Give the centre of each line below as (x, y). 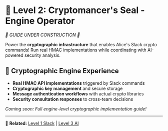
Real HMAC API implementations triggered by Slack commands (78, 83)
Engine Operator (40, 21)
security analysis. (42, 55)
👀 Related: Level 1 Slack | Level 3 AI (42, 123)
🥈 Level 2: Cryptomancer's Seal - (75, 10)
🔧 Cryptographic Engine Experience (62, 71)
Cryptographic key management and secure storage (67, 88)
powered (14, 55)
